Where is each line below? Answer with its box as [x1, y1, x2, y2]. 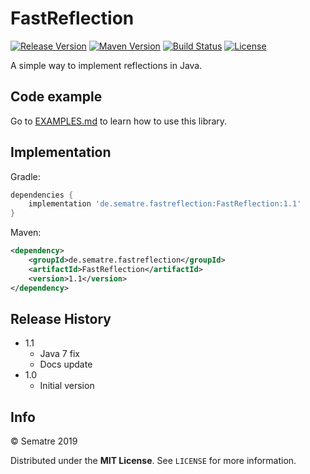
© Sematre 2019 [10, 435, 78, 447]
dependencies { [10, 190, 74, 200]
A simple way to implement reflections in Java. [10, 59, 203, 71]
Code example [10, 88, 103, 106]
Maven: [10, 227, 42, 239]
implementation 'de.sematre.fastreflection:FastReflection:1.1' [28, 199, 302, 209]
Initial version [39, 380, 95, 392]
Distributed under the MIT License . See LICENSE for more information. [10, 455, 297, 467]
